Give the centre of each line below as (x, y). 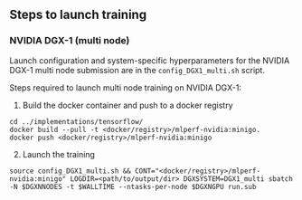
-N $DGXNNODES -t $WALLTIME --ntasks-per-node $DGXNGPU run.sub (133, 186)
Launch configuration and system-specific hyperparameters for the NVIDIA (150, 60)
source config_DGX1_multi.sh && (70, 171)
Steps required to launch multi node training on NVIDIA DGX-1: (126, 87)
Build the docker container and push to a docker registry (127, 105)
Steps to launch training (78, 15)
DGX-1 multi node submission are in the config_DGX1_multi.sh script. (137, 70)
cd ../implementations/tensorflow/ (76, 121)
